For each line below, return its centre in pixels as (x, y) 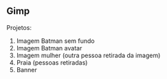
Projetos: (19, 27)
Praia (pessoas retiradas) (52, 62)
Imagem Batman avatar (49, 48)
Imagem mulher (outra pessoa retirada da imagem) (88, 55)
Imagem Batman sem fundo (56, 41)
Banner (26, 69)
